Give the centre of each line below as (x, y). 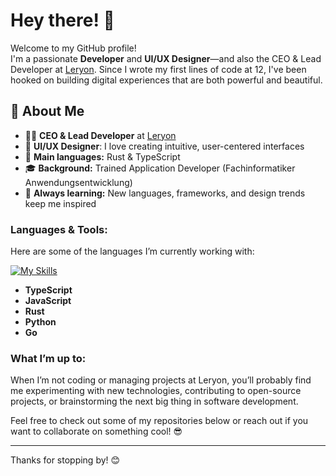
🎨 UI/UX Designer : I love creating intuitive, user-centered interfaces (164, 146)
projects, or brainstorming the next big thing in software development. (154, 401)
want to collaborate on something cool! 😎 (96, 431)
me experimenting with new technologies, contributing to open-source (156, 391)
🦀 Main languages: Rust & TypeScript (102, 156)
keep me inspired (60, 203)
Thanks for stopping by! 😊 (65, 460)
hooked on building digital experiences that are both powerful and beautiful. (166, 80)
